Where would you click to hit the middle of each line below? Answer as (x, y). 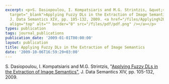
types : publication (26, 29)
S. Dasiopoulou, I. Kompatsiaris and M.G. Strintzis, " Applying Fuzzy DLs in (82, 66)
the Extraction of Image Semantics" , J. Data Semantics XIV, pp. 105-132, (80, 71)
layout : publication (27, 43)
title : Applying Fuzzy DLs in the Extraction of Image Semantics (75, 47)
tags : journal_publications (35, 33)
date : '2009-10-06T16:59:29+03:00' (43, 52)
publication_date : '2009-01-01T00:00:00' (49, 38)
